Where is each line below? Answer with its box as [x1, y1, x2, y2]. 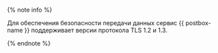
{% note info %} [7, 6, 53, 14]
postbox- [185, 19, 212, 26]
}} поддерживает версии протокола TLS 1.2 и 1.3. [24, 26, 167, 34]
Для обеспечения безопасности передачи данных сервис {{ [7, 19, 185, 26]
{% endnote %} [7, 39, 51, 47]
